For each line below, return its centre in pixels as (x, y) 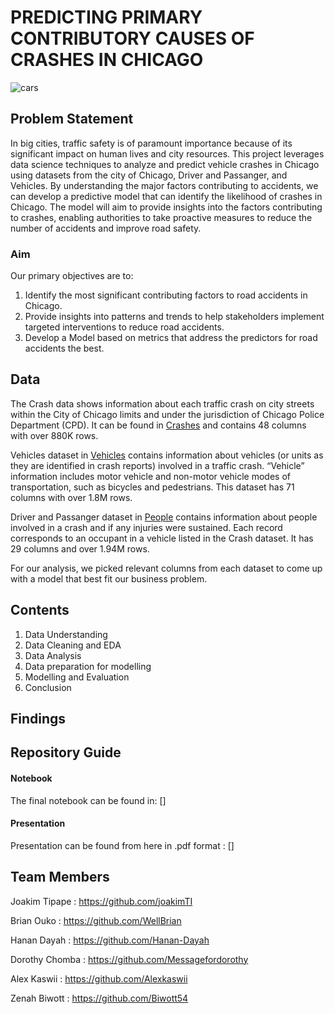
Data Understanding (66, 634)
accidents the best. (64, 348)
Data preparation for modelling (88, 666)
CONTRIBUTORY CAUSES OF (132, 38)
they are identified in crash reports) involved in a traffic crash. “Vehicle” (157, 465)
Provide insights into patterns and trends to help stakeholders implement (174, 317)
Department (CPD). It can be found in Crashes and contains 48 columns (158, 425)
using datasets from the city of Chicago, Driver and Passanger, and (149, 175)
